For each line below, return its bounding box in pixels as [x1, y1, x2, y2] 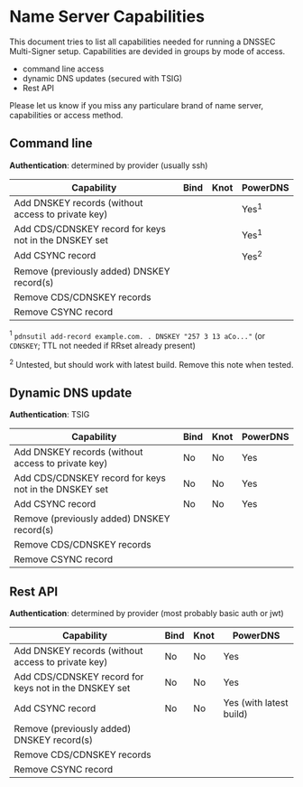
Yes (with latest [223, 697, 289, 709]
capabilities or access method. [9, 109, 124, 120]
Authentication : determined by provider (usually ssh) [9, 160, 208, 171]
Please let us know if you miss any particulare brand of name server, [9, 99, 264, 110]
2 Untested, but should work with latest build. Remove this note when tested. [9, 357, 294, 370]
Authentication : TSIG [9, 409, 90, 420]
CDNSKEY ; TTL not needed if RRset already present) [9, 340, 197, 351]
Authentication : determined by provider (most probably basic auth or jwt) [9, 608, 284, 619]
